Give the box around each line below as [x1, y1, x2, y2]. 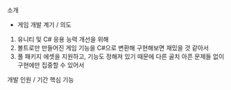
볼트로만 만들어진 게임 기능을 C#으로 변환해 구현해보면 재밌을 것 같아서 [17, 44, 209, 52]
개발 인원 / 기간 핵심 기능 [7, 76, 74, 84]
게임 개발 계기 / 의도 [17, 21, 71, 29]
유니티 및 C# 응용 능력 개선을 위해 [17, 35, 109, 43]
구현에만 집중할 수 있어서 [17, 61, 85, 69]
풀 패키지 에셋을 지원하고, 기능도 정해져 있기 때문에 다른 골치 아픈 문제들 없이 [17, 52, 225, 60]
